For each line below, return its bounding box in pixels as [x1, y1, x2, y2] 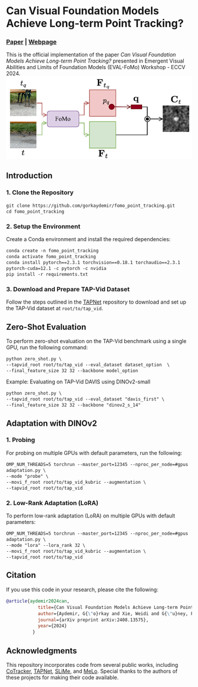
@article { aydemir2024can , [6, 598, 70, 604]
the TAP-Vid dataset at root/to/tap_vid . [6, 305, 103, 312]
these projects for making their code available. [6, 673, 119, 681]
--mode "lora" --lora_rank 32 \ [6, 542, 85, 549]
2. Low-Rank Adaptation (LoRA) [6, 499, 99, 507]
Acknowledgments [6, 646, 78, 656]
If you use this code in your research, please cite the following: [6, 586, 159, 593]
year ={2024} [37, 623, 67, 629]
